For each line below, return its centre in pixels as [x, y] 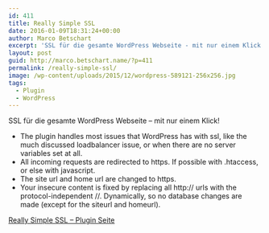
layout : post [30, 53]
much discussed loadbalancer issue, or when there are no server [128, 145]
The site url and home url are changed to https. [98, 179]
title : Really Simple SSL [52, 23]
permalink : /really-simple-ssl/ [62, 68]
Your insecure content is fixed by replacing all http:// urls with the [128, 188]
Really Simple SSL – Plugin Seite [62, 220]
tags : [17, 83]
